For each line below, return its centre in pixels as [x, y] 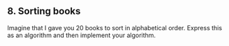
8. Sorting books [44, 11]
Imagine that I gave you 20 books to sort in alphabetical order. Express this [114, 27]
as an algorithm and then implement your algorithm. [81, 35]
